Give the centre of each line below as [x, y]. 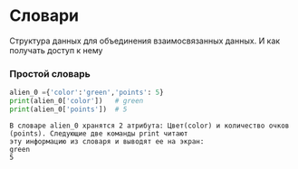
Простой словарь [50, 73]
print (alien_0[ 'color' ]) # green [77, 101]
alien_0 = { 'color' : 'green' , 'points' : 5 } [87, 93]
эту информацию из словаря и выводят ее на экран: [107, 141]
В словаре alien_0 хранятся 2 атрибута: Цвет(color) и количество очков [149, 126]
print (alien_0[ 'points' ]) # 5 [68, 109]
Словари [44, 16]
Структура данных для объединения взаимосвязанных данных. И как [145, 41]
